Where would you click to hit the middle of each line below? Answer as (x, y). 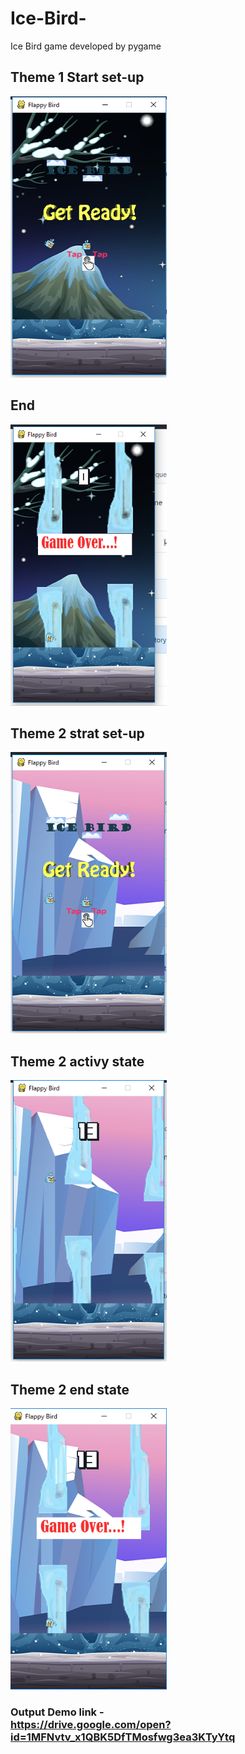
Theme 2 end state (70, 1389)
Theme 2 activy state (77, 1061)
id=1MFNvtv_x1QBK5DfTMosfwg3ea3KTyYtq (123, 1737)
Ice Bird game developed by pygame (86, 46)
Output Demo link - (57, 1712)
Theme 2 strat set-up (77, 733)
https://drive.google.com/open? (91, 1724)
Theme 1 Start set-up (77, 77)
